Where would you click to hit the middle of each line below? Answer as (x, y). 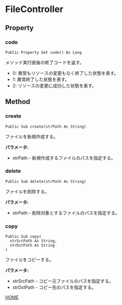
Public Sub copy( (23, 237)
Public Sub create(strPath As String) (46, 127)
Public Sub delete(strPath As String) (46, 181)
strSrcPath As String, (33, 241)
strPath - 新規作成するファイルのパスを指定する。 (64, 158)
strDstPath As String (32, 245)
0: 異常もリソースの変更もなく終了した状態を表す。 (66, 73)
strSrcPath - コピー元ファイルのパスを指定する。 (63, 281)
